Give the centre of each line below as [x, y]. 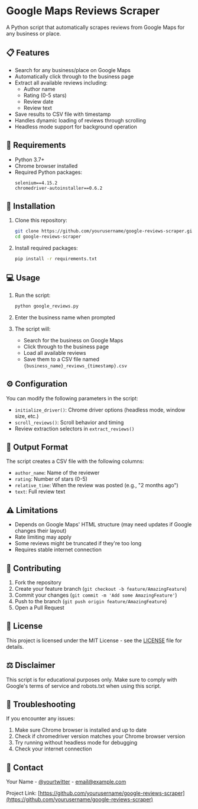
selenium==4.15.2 [36, 183]
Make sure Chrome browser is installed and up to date [80, 730]
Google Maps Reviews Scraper [83, 11]
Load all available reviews [55, 352]
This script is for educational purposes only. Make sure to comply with [92, 679]
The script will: [33, 329]
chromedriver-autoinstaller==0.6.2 [59, 188]
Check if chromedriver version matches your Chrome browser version [100, 736]
